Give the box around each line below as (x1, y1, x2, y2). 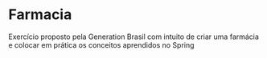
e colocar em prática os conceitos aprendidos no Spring (8, 40, 195, 49)
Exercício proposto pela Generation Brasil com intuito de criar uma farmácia (8, 32, 260, 41)
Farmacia (8, 6, 72, 24)
